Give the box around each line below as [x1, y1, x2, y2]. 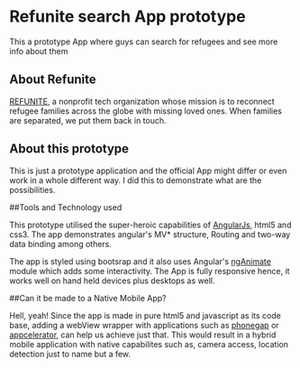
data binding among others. [9, 238, 113, 249]
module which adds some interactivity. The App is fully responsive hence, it [9, 265, 290, 276]
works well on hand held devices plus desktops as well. [9, 275, 215, 286]
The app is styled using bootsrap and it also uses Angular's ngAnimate [9, 255, 272, 267]
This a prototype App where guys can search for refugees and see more [9, 36, 278, 47]
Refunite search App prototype [9, 6, 246, 27]
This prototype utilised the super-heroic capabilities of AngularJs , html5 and [9, 219, 292, 230]
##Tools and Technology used [9, 201, 123, 213]
